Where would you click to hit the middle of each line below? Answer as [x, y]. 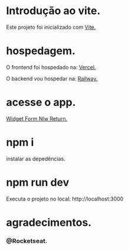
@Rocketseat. [27, 241]
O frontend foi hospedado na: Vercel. [51, 67]
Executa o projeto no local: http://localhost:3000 [65, 199]
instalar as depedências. [36, 159]
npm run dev [38, 182]
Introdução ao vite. [53, 11]
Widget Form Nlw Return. [37, 118]
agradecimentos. [49, 222]
